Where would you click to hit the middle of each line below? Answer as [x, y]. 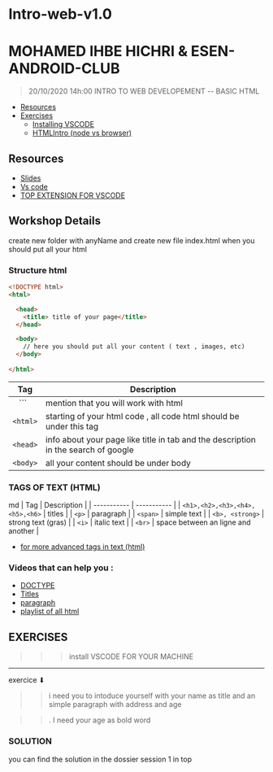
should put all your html [48, 249]
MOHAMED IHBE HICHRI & [98, 52]
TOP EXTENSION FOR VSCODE [73, 195]
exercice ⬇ [27, 680]
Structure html [38, 270]
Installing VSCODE [63, 124]
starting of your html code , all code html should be [143, 416]
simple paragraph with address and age [115, 704]
